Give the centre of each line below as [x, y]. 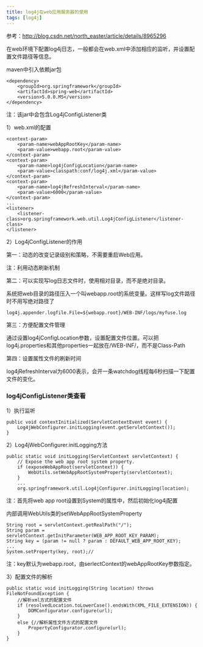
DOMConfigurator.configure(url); [71, 610]
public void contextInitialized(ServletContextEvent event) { [87, 422]
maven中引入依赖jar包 [34, 69]
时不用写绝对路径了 [30, 301]
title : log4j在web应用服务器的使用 [47, 12]
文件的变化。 [22, 379]
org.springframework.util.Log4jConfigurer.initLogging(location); [103, 488]
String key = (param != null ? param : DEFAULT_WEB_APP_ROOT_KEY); [94, 541]
